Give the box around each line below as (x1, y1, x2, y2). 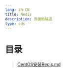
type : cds (5, 21, 26, 26)
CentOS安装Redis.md (17, 62, 61, 68)
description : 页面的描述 (5, 16, 53, 21)
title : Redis (5, 12, 32, 17)
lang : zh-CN (5, 7, 30, 12)
